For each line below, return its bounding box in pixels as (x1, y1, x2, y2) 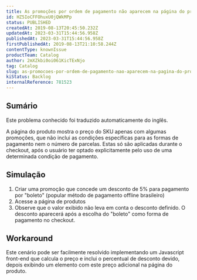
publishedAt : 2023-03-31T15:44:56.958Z (6, 36, 104, 42)
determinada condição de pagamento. (6, 153, 98, 160)
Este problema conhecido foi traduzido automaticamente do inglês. (6, 117, 168, 124)
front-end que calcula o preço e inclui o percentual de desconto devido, (6, 255, 180, 262)
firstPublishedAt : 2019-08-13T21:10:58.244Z (6, 42, 117, 47)
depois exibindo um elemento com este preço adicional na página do (6, 261, 173, 268)
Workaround (6, 234, 53, 244)
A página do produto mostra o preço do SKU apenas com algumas (6, 128, 167, 135)
